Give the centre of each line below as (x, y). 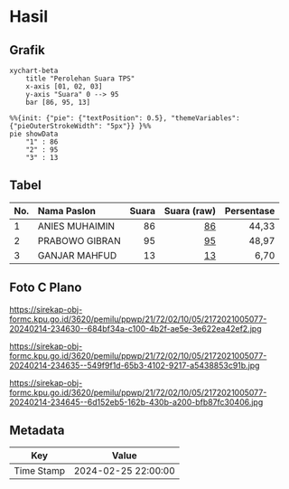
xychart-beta (34, 71)
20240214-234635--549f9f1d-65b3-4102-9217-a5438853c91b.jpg (135, 365)
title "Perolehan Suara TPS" (80, 79)
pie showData (34, 134)
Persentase (250, 211)
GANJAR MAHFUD (77, 255)
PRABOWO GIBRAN (79, 240)
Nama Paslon (67, 211)
